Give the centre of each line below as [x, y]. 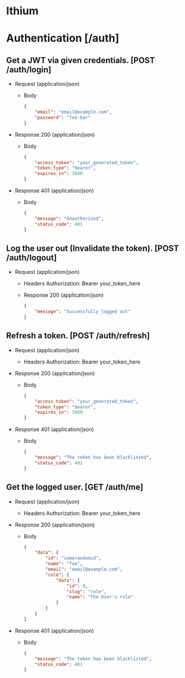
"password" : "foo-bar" [63, 118]
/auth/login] [29, 70]
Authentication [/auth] [63, 38]
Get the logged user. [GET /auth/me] [75, 487]
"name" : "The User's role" [100, 597]
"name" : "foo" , [64, 564]
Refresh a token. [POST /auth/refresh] [78, 336]
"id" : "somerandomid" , [73, 558]
